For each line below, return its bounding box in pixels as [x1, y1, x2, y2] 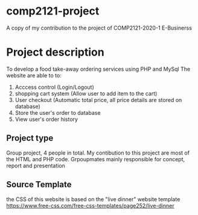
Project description [6, 45, 104, 59]
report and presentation [6, 162, 65, 169]
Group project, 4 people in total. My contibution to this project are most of [6, 149, 190, 156]
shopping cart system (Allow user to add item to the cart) [14, 89, 158, 97]
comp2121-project [6, 4, 100, 18]
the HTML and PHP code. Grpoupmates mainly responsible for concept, [6, 155, 185, 162]
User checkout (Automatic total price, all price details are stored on [14, 96, 182, 103]
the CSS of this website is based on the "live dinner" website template [6, 195, 180, 203]
